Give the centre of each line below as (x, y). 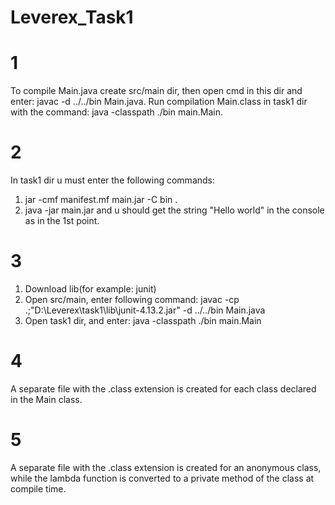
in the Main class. (46, 399)
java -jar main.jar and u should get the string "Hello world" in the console (174, 210)
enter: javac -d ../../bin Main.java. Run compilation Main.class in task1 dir (159, 102)
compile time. (38, 488)
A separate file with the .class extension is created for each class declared (163, 388)
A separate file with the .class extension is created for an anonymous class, (166, 467)
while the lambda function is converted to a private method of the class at (162, 478)
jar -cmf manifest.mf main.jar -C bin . (101, 200)
